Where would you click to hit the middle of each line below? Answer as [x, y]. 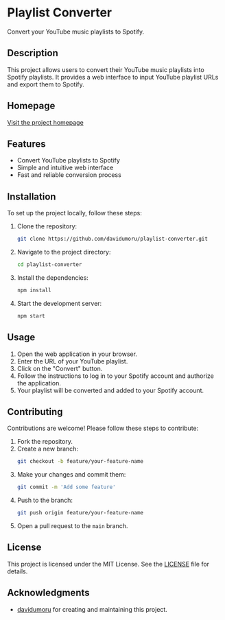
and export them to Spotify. [46, 84]
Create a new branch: [48, 449]
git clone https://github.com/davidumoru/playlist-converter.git [112, 239]
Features [26, 144]
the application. [39, 383]
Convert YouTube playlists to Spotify [68, 160]
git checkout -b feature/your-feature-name [80, 462]
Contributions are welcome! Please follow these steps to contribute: [103, 428]
